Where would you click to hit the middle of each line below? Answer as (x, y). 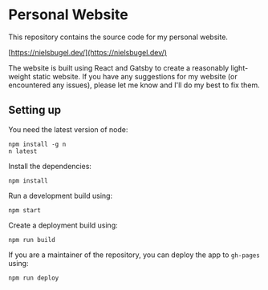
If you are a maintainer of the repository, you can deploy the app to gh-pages (134, 255)
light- (240, 68)
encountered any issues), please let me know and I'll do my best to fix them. (134, 85)
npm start (25, 210)
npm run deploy (34, 278)
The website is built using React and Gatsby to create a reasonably (119, 68)
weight (20, 76)
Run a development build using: (61, 195)
